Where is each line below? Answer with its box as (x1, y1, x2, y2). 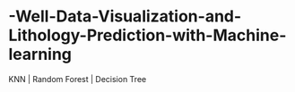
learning (8, 45, 73, 64)
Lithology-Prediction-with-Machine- (8, 25, 287, 46)
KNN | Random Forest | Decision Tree (8, 73, 147, 84)
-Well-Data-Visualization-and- (8, 6, 242, 27)
